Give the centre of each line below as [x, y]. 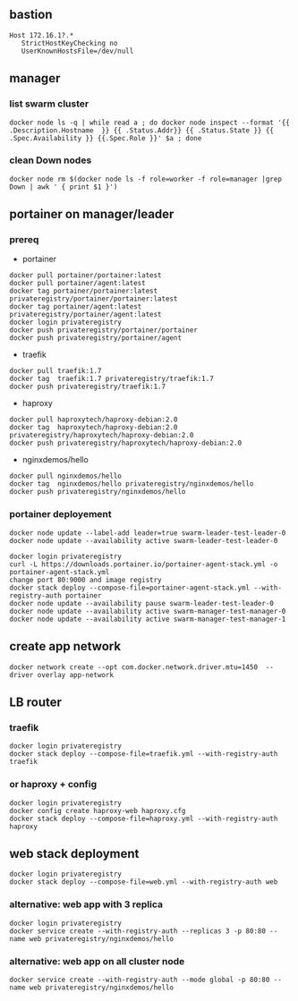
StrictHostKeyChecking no [69, 43]
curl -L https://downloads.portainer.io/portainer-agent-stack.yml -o [144, 564]
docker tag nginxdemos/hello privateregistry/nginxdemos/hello [132, 484]
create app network [65, 646]
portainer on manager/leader [92, 214]
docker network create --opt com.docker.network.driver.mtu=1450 [133, 667]
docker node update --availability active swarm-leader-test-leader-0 [144, 540]
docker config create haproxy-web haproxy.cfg [98, 810]
